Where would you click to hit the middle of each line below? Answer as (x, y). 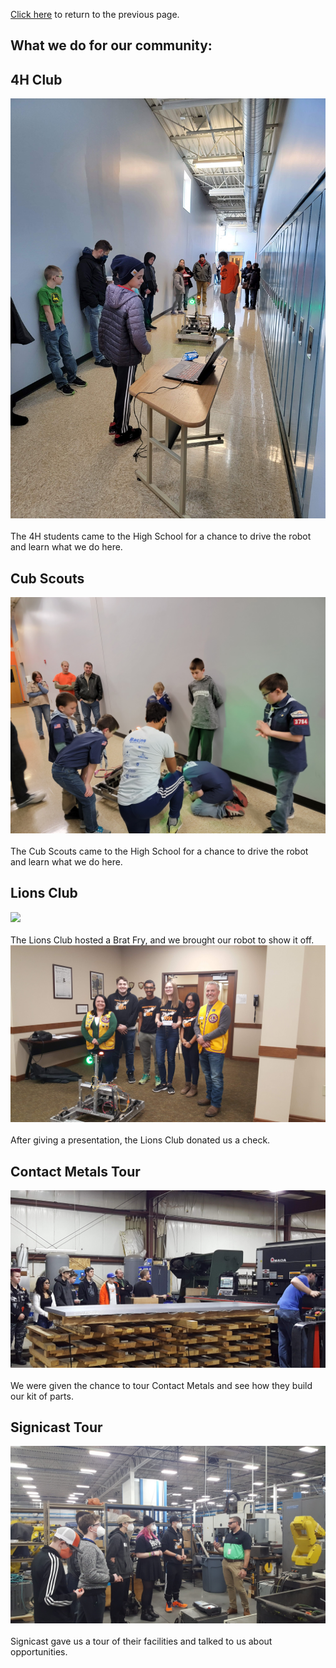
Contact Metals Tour (75, 1171)
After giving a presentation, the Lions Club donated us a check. (140, 1140)
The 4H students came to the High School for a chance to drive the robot (161, 536)
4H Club (36, 79)
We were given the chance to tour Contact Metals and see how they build (161, 1385)
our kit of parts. (42, 1396)
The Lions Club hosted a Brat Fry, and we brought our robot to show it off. (162, 940)
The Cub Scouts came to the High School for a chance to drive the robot (159, 851)
